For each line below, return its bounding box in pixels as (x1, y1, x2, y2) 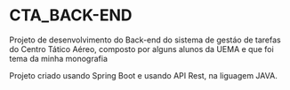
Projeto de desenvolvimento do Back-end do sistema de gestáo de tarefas (9, 34, 282, 45)
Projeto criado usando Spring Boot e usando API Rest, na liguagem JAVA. (9, 70, 278, 80)
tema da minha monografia (9, 53, 109, 64)
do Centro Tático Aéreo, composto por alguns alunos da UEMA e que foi (9, 43, 274, 54)
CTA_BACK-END (9, 5, 133, 26)
